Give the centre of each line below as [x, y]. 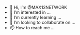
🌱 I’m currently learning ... [35, 17]
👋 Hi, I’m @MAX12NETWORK [38, 7]
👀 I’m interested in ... [30, 12]
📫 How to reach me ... [32, 28]
